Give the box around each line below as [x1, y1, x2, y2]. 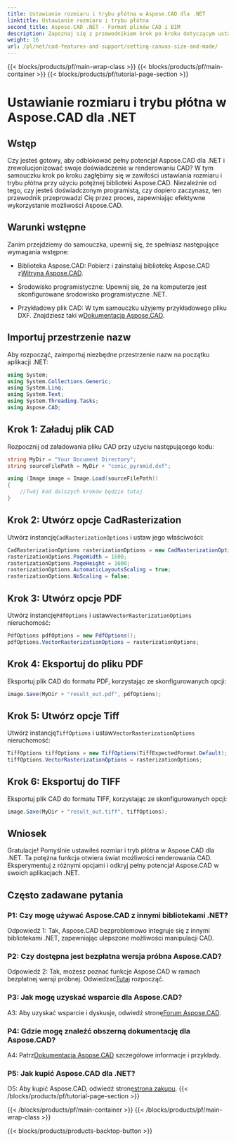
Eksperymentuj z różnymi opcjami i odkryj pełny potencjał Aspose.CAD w [7, 861, 219, 870]
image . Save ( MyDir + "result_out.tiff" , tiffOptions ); [7, 808, 169, 815]
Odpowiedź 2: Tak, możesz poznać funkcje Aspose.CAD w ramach [7, 967, 201, 976]
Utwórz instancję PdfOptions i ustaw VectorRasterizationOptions [7, 611, 192, 619]
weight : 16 [7, 37, 39, 44]
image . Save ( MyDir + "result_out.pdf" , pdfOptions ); [7, 690, 162, 697]
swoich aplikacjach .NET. [7, 869, 80, 877]
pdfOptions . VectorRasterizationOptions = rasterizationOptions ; [7, 638, 199, 645]
